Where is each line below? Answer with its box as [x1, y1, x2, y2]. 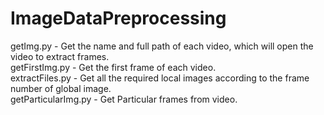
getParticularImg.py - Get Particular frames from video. [10, 93, 238, 105]
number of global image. [10, 82, 112, 94]
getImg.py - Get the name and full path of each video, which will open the [10, 40, 314, 52]
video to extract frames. [10, 50, 110, 62]
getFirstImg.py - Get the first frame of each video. [10, 61, 217, 73]
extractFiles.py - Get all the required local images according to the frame [10, 72, 310, 84]
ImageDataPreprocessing [10, 7, 227, 30]
